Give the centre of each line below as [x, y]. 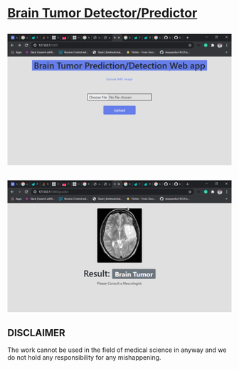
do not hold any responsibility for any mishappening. [84, 358]
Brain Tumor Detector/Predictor [102, 13]
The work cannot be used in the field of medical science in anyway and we [117, 350]
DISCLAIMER [36, 333]
